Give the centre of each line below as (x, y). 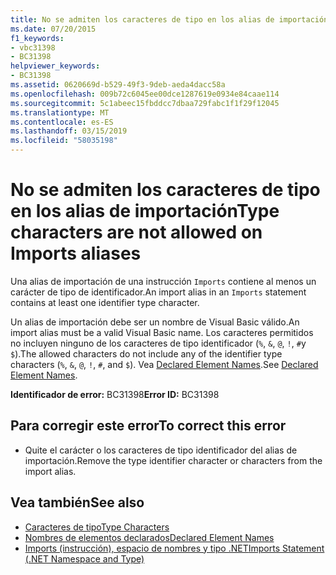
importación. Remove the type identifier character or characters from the (173, 460)
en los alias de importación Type (145, 211)
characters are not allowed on (136, 232)
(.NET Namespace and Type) (84, 558)
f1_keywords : (37, 38)
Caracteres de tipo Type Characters (97, 527)
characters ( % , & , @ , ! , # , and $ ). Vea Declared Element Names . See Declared (164, 364)
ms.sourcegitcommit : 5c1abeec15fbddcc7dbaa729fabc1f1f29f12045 (145, 103)
